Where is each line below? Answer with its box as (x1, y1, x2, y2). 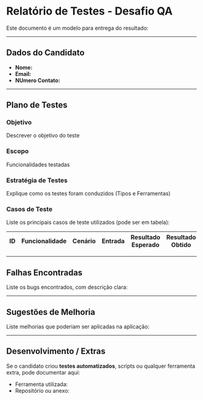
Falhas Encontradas (6, 267, 83, 277)
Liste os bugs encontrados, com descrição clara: (6, 283, 128, 291)
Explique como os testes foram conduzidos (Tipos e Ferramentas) (6, 190, 171, 197)
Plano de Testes (6, 100, 68, 110)
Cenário (72, 237, 96, 245)
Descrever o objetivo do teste (6, 132, 80, 139)
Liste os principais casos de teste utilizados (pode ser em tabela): (6, 219, 170, 226)
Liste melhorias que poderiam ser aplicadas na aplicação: (6, 323, 150, 330)
